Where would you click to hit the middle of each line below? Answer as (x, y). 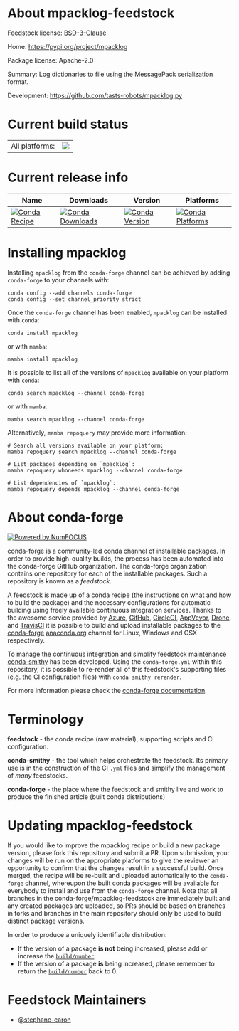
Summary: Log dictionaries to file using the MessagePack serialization (110, 74)
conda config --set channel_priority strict (74, 299)
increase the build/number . (57, 956)
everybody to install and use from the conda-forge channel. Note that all (112, 890)
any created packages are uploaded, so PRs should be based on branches (117, 906)
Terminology (46, 719)
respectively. (26, 640)
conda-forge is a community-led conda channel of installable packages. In (116, 551)
